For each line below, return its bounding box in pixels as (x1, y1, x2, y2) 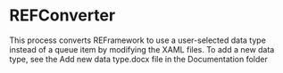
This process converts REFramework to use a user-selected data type (9, 35, 266, 45)
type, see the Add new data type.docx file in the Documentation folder (9, 53, 268, 64)
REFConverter (9, 5, 116, 26)
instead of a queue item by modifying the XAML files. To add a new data (9, 44, 275, 54)
